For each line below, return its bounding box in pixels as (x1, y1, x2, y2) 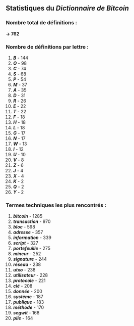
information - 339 (13, 235, 52, 241)
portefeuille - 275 (13, 245, 51, 252)
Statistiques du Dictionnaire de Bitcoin (6, 4, 129, 13)
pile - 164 (13, 315, 33, 321)
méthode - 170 (13, 304, 44, 310)
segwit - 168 (13, 310, 40, 316)
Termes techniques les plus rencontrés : (6, 202, 106, 209)
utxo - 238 (13, 267, 36, 273)
